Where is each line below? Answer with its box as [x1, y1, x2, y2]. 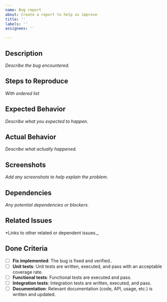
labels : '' [5, 21, 28, 27]
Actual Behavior [5, 133, 57, 141]
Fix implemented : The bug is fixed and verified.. [12, 257, 113, 264]
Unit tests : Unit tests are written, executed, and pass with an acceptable [12, 263, 162, 269]
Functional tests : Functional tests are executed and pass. [12, 274, 132, 280]
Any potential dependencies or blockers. [5, 202, 89, 208]
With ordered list [5, 90, 40, 96]
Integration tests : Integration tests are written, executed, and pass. [12, 280, 151, 286]
